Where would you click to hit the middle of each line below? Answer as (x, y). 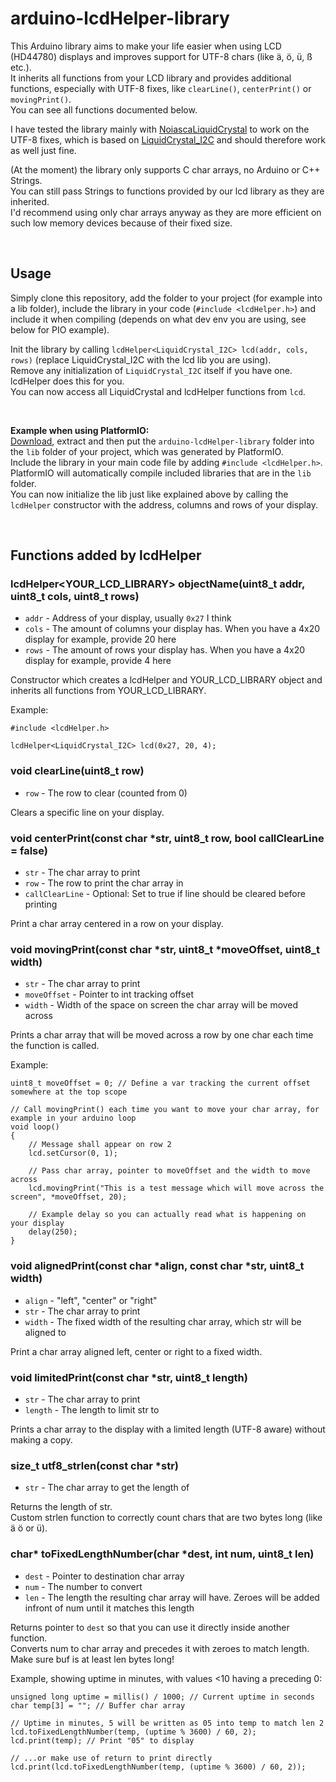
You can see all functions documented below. (104, 109)
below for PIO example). (60, 329)
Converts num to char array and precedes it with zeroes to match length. (160, 1648)
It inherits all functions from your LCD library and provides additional (151, 78)
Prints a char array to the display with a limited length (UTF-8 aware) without (168, 1429)
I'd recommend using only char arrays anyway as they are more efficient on (166, 212)
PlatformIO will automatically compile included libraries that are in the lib (161, 473)
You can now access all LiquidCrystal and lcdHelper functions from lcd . (158, 391)
